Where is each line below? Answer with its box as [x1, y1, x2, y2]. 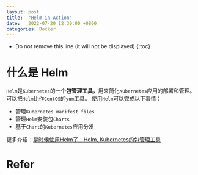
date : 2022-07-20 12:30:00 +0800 [6, 20, 97, 26]
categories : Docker [6, 26, 56, 32]
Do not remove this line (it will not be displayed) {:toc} [15, 43, 151, 50]
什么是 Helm [6, 66, 68, 80]
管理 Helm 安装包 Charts [15, 115, 70, 123]
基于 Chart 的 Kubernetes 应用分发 [15, 123, 95, 130]
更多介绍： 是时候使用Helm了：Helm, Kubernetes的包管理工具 [6, 136, 161, 143]
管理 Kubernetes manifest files [15, 108, 95, 115]
